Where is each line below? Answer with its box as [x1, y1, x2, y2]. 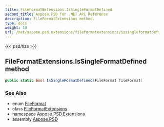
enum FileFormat [12, 101, 46, 106]
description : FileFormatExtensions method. [5, 16, 95, 21]
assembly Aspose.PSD [12, 116, 58, 122]
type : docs [5, 21, 27, 26]
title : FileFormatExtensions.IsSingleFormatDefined [5, 7, 112, 12]
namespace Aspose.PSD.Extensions [12, 111, 85, 117]
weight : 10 [5, 25, 27, 30]
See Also [5, 89, 27, 96]
